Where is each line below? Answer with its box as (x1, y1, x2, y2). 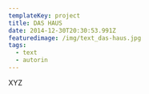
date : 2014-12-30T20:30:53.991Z (8, 26, 116, 34)
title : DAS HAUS (8, 19, 62, 27)
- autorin (15, 57, 48, 65)
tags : (8, 41, 26, 49)
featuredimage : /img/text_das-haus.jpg (8, 33, 142, 42)
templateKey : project (8, 11, 81, 20)
